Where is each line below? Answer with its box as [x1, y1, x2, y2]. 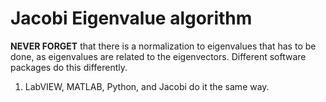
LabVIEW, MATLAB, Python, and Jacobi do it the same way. [24, 80, 270, 92]
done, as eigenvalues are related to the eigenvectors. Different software [10, 50, 307, 62]
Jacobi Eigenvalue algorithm [10, 7, 253, 30]
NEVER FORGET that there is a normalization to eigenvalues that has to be [10, 40, 317, 52]
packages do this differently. [10, 61, 128, 73]
